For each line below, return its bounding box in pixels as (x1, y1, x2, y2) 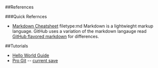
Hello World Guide (12, 52, 50, 58)
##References (5, 4, 34, 10)
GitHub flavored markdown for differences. (12, 34, 99, 39)
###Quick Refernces (5, 14, 47, 19)
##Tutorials (5, 43, 28, 48)
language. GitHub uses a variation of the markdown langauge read (12, 28, 147, 34)
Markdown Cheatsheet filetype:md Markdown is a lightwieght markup (12, 23, 154, 29)
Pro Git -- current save (12, 58, 58, 63)
